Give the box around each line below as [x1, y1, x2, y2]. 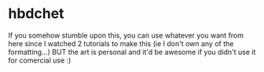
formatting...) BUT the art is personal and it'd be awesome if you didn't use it [8, 47, 256, 56]
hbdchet [8, 5, 64, 23]
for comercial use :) [8, 56, 71, 65]
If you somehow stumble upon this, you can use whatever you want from [8, 31, 244, 40]
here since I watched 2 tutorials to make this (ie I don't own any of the [8, 38, 234, 48]
